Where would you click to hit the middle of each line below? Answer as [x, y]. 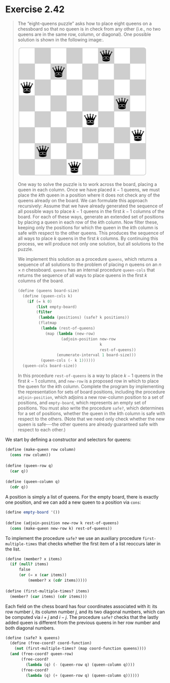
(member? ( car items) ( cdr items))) [48, 596]
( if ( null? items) [29, 564]
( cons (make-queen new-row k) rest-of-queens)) [61, 528]
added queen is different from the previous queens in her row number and [83, 622]
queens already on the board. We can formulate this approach [83, 200]
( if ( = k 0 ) [40, 302]
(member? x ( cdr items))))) [57, 581]
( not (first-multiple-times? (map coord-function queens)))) [80, 649]
